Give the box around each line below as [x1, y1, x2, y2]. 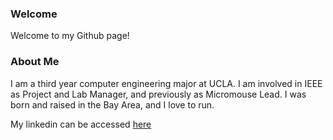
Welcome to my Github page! [10, 30, 130, 42]
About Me [10, 55, 60, 69]
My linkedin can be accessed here [10, 118, 152, 130]
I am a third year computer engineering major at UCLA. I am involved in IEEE [10, 77, 323, 89]
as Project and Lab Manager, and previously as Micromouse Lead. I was [10, 88, 307, 100]
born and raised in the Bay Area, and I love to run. [10, 98, 215, 111]
